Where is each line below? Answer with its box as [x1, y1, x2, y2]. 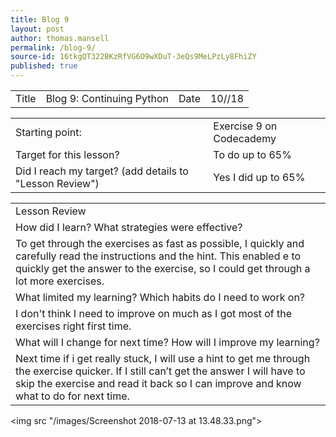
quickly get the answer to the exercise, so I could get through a [15, 262, 311, 275]
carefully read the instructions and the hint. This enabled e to [15, 249, 302, 263]
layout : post [10, 24, 65, 34]
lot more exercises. [15, 274, 105, 288]
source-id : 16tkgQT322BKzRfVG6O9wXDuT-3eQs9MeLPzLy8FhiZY [10, 52, 257, 62]
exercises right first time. [15, 319, 132, 333]
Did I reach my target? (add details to [15, 164, 189, 178]
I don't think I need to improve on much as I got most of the [15, 307, 293, 320]
